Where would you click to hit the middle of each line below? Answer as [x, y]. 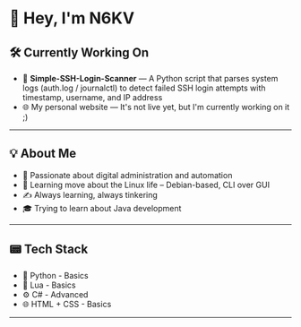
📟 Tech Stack [49, 250]
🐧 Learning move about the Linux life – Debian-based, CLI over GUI [146, 185]
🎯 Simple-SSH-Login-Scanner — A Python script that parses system [150, 78]
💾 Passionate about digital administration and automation [127, 175]
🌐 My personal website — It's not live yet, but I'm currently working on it [156, 107]
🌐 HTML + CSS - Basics [67, 304]
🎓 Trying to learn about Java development [102, 208]
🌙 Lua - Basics [49, 285]
